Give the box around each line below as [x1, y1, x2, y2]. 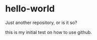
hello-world [5, 3, 55, 14]
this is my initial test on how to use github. [5, 29, 92, 35]
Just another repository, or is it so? [5, 19, 77, 25]
